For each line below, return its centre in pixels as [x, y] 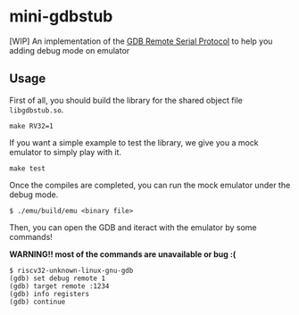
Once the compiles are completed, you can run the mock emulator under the [150, 185]
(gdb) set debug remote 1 [57, 278]
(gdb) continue [37, 302]
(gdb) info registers [50, 294]
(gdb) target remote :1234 [59, 286]
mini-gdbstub [61, 17]
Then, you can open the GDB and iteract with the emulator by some [133, 227]
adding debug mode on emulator [70, 50]
